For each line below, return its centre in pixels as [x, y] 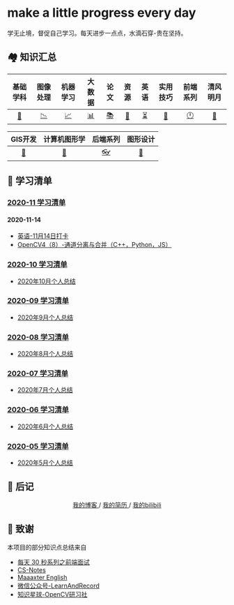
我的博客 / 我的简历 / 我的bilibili [117, 505]
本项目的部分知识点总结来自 [47, 547]
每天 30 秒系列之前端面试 [54, 562]
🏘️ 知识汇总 [32, 57]
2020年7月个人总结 [45, 390]
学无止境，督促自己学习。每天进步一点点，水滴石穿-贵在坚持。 [97, 33]
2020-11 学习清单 [37, 202]
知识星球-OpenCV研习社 [52, 594]
